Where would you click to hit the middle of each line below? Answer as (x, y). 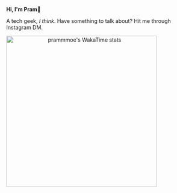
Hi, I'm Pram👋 (23, 9)
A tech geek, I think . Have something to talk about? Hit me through (89, 21)
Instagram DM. (25, 27)
